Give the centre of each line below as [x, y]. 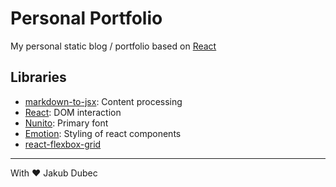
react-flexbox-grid [63, 144]
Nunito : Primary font [66, 123]
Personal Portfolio [86, 18]
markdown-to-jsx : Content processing [103, 101]
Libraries [38, 77]
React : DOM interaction [73, 112]
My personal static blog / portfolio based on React [113, 46]
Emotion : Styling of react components [103, 133]
